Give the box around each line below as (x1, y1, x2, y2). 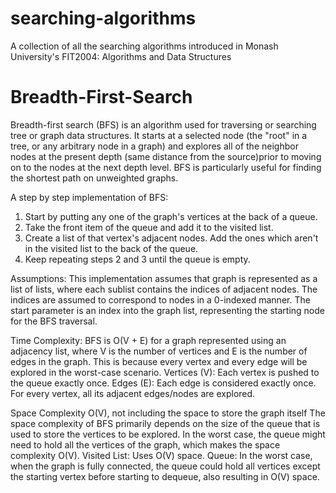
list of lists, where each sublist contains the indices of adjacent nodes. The (10, 283, 318, 295)
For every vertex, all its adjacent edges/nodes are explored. (10, 387, 256, 399)
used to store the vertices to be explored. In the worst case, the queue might (10, 428, 326, 440)
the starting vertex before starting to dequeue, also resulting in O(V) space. (10, 470, 320, 482)
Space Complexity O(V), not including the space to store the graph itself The (10, 407, 326, 419)
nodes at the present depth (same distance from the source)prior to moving (10, 150, 322, 162)
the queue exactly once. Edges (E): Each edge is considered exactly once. (10, 377, 317, 389)
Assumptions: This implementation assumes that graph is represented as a (10, 272, 318, 284)
